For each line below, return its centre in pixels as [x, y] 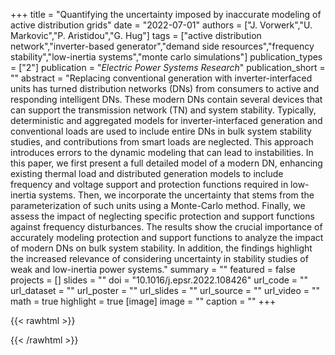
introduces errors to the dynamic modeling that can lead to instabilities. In [162, 152]
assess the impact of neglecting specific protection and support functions [162, 216]
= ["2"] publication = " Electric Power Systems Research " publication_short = [168, 67]
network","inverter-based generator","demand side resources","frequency [162, 46]
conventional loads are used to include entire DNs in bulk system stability [161, 131]
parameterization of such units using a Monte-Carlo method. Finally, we [158, 205]
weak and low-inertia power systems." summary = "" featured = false [153, 269]
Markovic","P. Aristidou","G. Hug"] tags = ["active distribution [136, 35]
